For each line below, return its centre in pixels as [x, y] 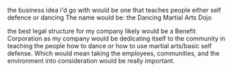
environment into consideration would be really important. [91, 61]
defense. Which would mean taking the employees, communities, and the [114, 53]
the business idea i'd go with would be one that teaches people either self [114, 10]
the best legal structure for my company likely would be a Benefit [102, 31]
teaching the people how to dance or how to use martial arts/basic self [110, 46]
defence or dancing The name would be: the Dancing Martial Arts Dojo [110, 17]
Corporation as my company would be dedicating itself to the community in [116, 38]
